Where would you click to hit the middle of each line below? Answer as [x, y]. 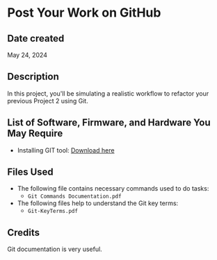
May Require [35, 133]
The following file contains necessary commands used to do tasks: [113, 189]
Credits [24, 233]
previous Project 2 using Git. [48, 101]
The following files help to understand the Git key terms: [98, 203]
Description [33, 77]
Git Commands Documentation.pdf [74, 197]
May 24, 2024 [27, 55]
